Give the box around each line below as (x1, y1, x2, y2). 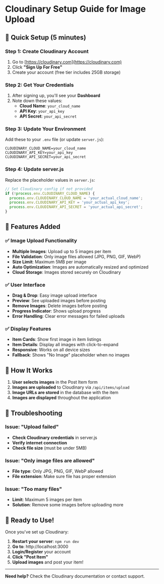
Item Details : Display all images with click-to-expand (12, 342, 119, 348)
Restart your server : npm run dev (12, 539, 80, 544)
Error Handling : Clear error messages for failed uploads (12, 313, 125, 319)
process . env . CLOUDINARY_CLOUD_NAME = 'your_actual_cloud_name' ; (9, 195, 143, 201)
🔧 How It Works (5, 366, 53, 375)
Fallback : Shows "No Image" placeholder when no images (12, 352, 130, 358)
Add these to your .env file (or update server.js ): (5, 137, 104, 143)
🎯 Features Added (5, 223, 61, 231)
